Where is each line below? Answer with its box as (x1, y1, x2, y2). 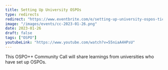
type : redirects (5, 12, 39, 17)
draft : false (5, 30, 32, 35)
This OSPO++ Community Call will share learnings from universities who (5, 53, 154, 59)
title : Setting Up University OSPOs (5, 7, 81, 12)
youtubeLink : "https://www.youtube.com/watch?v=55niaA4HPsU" (5, 40, 135, 45)
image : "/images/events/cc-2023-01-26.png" (5, 21, 97, 26)
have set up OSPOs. (5, 58, 46, 65)
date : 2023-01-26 (5, 26, 41, 31)
